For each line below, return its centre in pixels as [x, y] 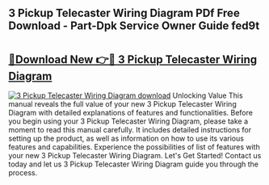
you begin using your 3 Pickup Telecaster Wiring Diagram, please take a [128, 121]
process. [23, 172]
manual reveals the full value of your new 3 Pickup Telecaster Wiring [122, 104]
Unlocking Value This [208, 95]
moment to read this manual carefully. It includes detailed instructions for [130, 130]
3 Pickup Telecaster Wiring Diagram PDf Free [124, 13]
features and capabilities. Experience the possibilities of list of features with [134, 147]
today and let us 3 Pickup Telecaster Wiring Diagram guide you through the [134, 164]
